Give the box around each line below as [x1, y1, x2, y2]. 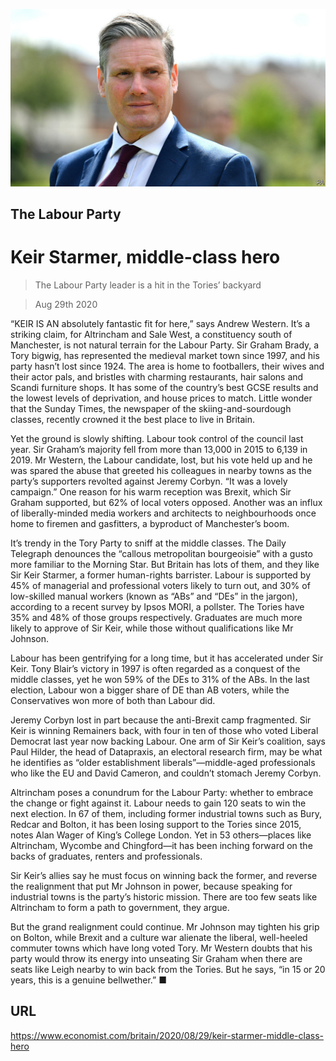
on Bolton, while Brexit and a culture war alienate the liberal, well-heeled [10, 931, 308, 943]
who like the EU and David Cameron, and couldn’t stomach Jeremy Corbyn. [10, 767, 322, 779]
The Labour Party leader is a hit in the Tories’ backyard [34, 279, 262, 291]
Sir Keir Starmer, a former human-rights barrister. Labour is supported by [10, 569, 312, 581]
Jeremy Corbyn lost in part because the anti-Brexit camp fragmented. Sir [10, 714, 312, 726]
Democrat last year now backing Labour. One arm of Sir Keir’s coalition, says [10, 735, 326, 747]
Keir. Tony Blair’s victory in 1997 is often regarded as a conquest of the [10, 662, 301, 674]
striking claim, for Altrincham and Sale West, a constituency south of [10, 328, 293, 340]
